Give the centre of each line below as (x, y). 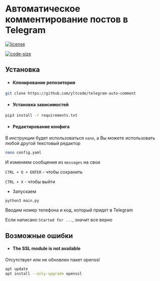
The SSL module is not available (47, 249)
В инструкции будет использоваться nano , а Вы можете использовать (80, 138)
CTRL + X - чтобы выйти (30, 181)
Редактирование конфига (41, 127)
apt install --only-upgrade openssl (44, 273)
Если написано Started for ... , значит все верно (59, 220)
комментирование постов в (67, 19)
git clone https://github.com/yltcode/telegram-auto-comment (71, 93)
